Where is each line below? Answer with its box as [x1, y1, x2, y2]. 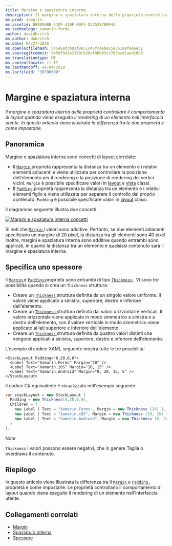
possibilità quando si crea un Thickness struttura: [5, 282, 109, 288]
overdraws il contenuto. [5, 450, 55, 457]
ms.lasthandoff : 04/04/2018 [5, 65, 66, 70]
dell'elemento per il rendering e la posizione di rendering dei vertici [12, 174, 155, 180]
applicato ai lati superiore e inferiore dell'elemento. [12, 325, 120, 331]
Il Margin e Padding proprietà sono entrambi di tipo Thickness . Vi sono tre [5, 276, 159, 283]
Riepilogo [5, 465, 36, 474]
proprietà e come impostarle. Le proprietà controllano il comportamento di [5, 484, 162, 491]
